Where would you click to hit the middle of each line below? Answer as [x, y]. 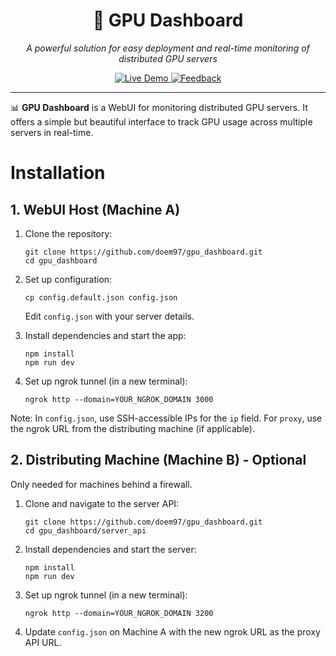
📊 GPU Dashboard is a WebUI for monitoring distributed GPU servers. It [159, 107]
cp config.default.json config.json [101, 297]
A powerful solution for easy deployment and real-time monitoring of [168, 48]
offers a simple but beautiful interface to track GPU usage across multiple [161, 121]
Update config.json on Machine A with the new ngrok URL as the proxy [172, 631]
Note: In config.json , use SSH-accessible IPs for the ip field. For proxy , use [166, 418]
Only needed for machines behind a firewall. [101, 484]
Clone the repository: [68, 233]
